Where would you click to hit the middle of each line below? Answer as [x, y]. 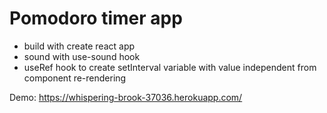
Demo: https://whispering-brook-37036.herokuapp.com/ [126, 97]
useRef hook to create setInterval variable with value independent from [170, 67]
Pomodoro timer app [96, 18]
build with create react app [79, 46]
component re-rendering [75, 78]
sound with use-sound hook [82, 56]
